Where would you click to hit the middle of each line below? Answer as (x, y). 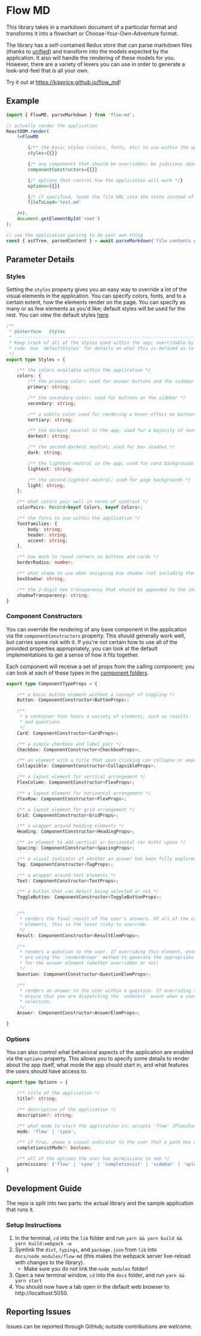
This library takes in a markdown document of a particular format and (92, 27)
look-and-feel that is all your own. (48, 70)
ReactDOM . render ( (28, 131)
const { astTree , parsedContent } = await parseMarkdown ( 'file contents (99, 240)
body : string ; (45, 529)
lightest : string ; (51, 469)
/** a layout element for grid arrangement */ (76, 810)
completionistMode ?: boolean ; (55, 1148)
